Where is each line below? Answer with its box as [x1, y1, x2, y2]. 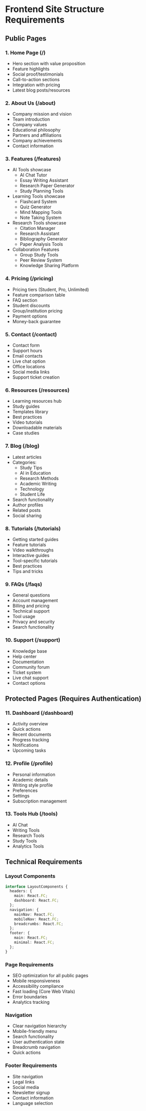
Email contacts [12, 353, 43, 359]
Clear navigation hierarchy [12, 1023, 67, 1029]
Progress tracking [12, 737, 49, 743]
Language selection [12, 1100, 53, 1106]
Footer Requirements [5, 1062, 57, 1069]
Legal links [12, 1078, 35, 1085]
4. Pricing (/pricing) [5, 275, 54, 282]
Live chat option [12, 358, 46, 364]
